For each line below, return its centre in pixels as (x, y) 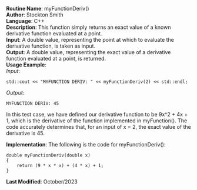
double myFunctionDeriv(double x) (49, 155)
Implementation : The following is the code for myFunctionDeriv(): (86, 144)
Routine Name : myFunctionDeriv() (48, 9)
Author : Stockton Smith (35, 15)
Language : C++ (26, 21)
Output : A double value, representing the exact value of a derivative (89, 52)
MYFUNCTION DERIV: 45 (33, 104)
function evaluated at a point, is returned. (56, 59)
